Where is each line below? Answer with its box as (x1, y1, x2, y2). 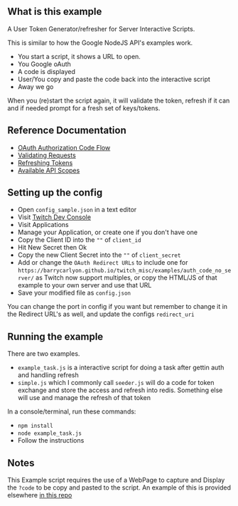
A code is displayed (17, 67, 76, 75)
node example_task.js (17, 430, 82, 437)
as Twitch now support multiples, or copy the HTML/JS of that (35, 273, 217, 282)
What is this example (7, 6, 102, 18)
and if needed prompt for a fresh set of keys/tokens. (7, 103, 161, 112)
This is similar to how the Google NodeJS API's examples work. (7, 38, 193, 47)
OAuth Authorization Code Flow (17, 143, 111, 152)
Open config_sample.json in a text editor (17, 206, 137, 214)
